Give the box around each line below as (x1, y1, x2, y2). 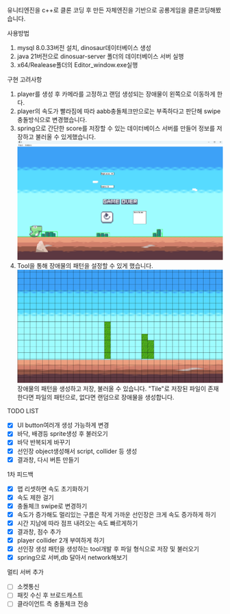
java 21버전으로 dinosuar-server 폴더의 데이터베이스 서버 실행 (16, 52, 184, 60)
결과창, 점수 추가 (16, 527, 62, 536)
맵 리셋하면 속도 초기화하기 (16, 484, 89, 493)
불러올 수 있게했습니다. (35, 133, 97, 140)
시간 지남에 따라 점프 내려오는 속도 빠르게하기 (16, 519, 138, 527)
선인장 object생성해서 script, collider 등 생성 (16, 447, 138, 455)
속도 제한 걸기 (16, 493, 54, 502)
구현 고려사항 (7, 75, 42, 84)
